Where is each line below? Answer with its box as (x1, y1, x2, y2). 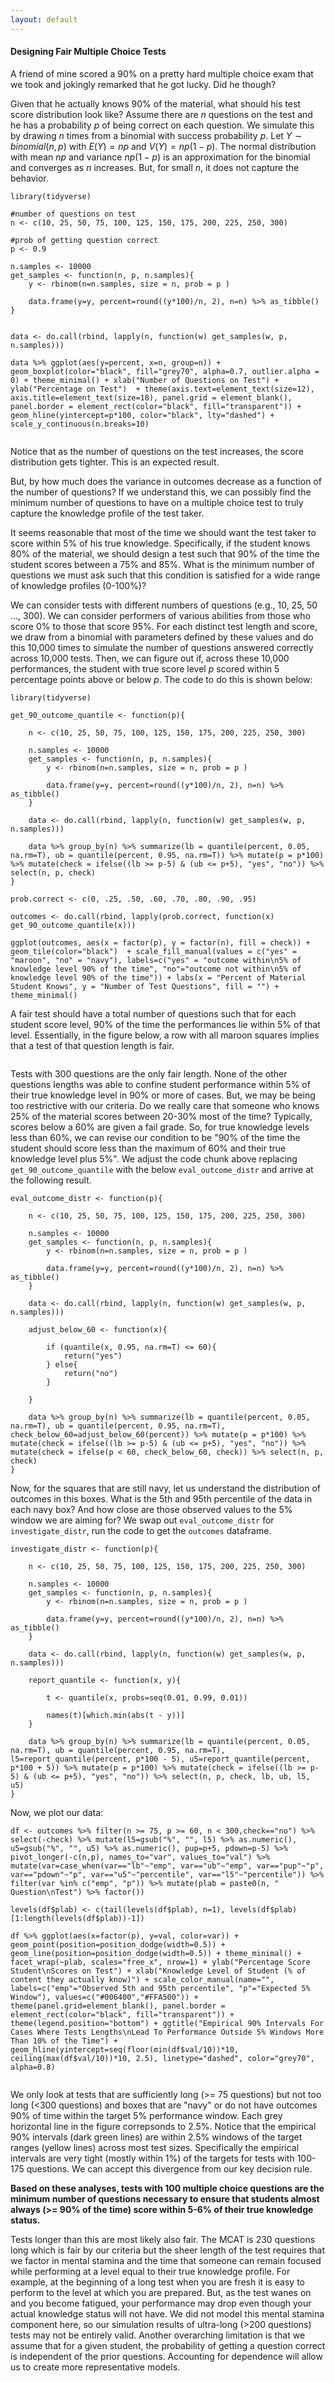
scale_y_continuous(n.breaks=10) (10, 419, 150, 429)
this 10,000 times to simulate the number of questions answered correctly (10, 641, 314, 653)
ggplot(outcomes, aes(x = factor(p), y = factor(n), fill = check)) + (10, 937, 311, 948)
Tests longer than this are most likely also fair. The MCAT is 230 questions (10, 2233, 316, 2245)
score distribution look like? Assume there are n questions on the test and (10, 108, 313, 120)
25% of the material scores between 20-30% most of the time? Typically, (10, 1110, 313, 1122)
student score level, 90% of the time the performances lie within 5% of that (10, 1018, 321, 1030)
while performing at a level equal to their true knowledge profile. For (10, 2265, 291, 2277)
